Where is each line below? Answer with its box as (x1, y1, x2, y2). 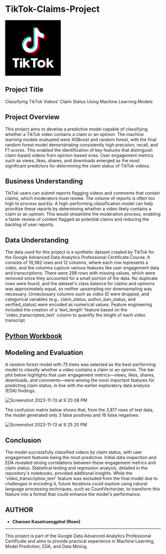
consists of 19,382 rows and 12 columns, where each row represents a (5, 259, 148, 265)
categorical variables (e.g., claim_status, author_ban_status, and (5, 297, 136, 302)
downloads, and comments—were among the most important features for (5, 377, 155, 384)
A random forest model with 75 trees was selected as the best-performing (5, 362, 156, 368)
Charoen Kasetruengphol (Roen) (12, 519, 81, 525)
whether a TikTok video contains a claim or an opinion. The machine (5, 131, 144, 137)
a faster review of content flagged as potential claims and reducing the (5, 216, 149, 222)
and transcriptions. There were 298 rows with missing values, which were (5, 270, 156, 276)
